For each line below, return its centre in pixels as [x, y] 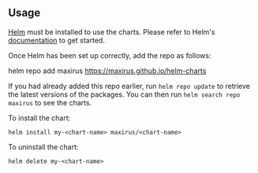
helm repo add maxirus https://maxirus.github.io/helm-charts [107, 71]
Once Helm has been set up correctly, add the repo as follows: [110, 55]
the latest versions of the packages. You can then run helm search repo [124, 94]
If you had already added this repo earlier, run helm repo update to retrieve [129, 86]
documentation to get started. [56, 40]
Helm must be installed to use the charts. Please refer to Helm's [112, 31]
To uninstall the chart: [43, 147]
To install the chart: [39, 118]
